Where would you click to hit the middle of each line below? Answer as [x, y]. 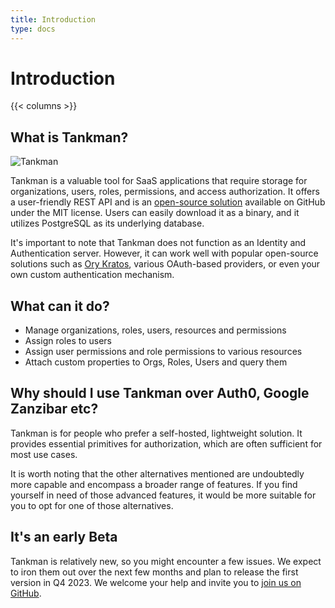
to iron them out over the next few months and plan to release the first [154, 572]
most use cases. [44, 454]
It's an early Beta [64, 537]
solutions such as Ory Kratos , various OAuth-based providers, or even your [165, 264]
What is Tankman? [69, 137]
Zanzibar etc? [54, 409]
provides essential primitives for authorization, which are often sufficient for [166, 443]
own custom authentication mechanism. [92, 275]
